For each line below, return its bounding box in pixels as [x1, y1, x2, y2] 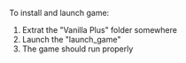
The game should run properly [21, 43, 134, 54]
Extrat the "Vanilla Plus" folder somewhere [21, 25, 177, 35]
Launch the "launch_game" [21, 35, 121, 44]
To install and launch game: [9, 8, 110, 18]
